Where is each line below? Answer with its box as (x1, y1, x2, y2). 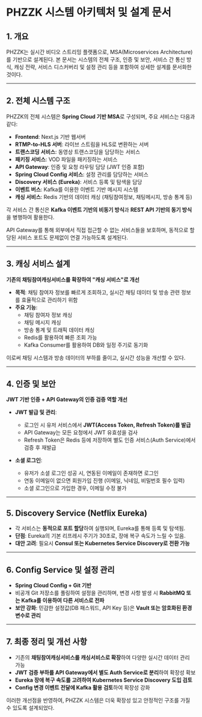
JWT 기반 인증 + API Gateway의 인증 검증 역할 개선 (6, 396, 128, 403)
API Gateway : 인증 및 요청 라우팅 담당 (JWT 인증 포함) (14, 163, 145, 170)
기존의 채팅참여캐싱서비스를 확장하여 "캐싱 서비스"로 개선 (6, 276, 140, 283)
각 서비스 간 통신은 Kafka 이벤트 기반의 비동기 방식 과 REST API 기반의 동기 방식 (6, 206, 192, 213)
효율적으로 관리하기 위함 (21, 296, 78, 304)
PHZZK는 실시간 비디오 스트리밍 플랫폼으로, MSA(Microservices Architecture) (6, 49, 193, 55)
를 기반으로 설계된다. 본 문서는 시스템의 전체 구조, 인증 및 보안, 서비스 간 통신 (6, 56, 185, 63)
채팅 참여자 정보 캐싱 (23, 311, 73, 319)
